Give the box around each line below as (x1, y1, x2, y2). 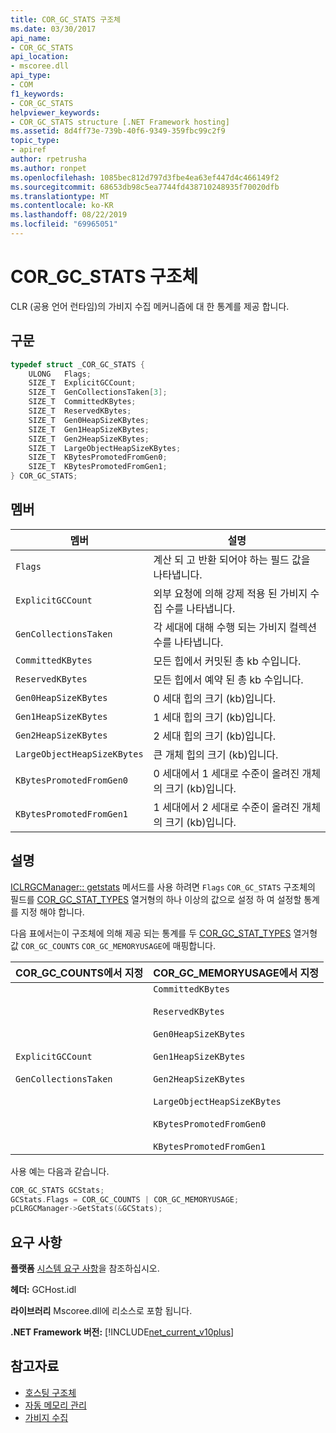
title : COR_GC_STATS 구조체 (10, 14, 122, 25)
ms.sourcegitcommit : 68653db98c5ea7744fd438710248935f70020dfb (10, 182, 280, 192)
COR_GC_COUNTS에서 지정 (15, 966, 144, 980)
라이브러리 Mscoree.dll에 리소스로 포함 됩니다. (10, 1305, 193, 1317)
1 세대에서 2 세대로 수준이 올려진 (153, 800, 300, 814)
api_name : (10, 33, 52, 43)
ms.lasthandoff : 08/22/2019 (10, 210, 128, 220)
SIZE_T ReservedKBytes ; (28, 406, 132, 416)
